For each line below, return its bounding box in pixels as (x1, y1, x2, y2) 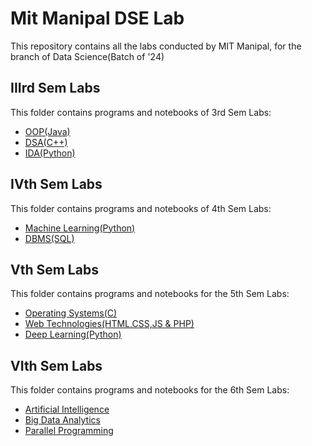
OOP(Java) (24, 125, 71, 137)
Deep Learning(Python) (24, 328, 122, 341)
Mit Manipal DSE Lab (10, 7, 185, 30)
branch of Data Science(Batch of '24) (10, 50, 165, 62)
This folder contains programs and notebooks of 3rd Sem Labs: (10, 106, 272, 118)
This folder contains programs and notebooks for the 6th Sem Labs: (10, 384, 290, 396)
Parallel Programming (24, 425, 114, 437)
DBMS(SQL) (24, 232, 75, 244)
